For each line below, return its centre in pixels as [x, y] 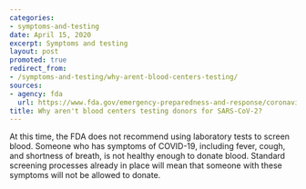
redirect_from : [38, 69]
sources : [26, 85]
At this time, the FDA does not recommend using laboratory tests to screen [149, 136]
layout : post [34, 52]
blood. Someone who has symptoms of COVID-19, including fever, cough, [148, 146]
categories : [32, 18]
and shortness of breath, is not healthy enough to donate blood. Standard [147, 156]
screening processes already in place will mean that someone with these [146, 165]
